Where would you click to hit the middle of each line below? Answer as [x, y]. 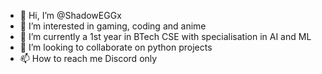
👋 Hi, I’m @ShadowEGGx [70, 15]
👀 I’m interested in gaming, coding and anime [113, 26]
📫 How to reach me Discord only [88, 58]
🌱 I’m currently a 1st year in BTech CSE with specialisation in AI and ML [165, 36]
